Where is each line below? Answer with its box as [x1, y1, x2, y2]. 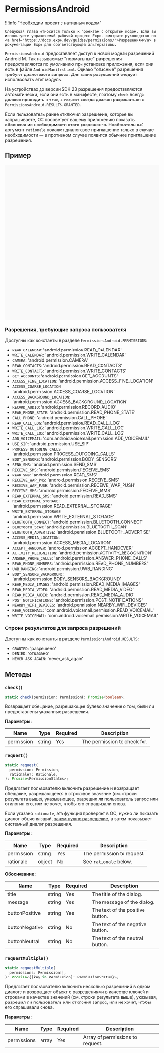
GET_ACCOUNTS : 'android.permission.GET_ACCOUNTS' [12, 373, 118, 379]
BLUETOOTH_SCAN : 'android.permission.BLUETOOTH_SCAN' [12, 524, 128, 530]
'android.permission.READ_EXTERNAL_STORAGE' [12, 503, 112, 509]
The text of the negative [92, 921, 147, 928]
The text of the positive [92, 906, 145, 913]
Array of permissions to [83, 1033, 138, 1040]
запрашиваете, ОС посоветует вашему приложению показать [5, 116, 135, 122]
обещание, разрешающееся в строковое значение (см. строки [5, 790, 137, 796]
